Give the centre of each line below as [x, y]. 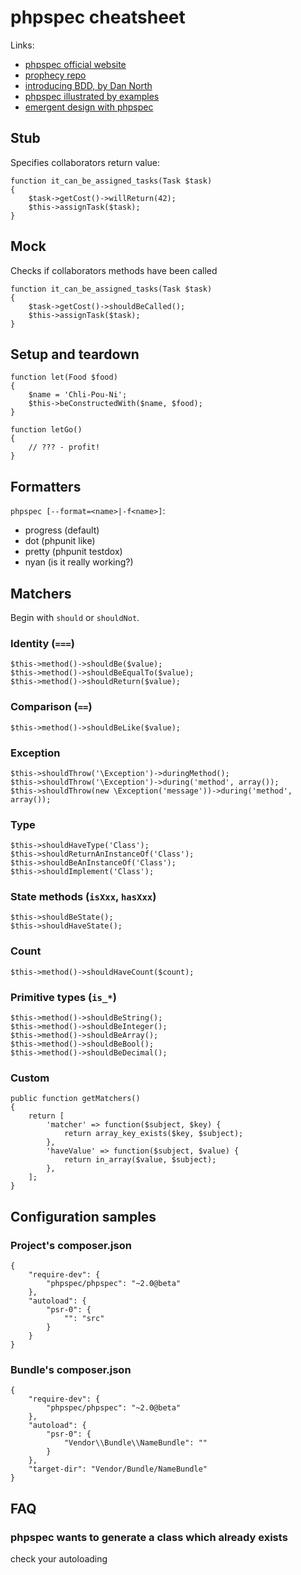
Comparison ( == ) [51, 707]
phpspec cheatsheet [98, 17]
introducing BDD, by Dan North [88, 85]
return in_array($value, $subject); [140, 1160]
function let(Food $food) [64, 377]
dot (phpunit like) [60, 541]
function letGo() [46, 430]
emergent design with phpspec [89, 107]
